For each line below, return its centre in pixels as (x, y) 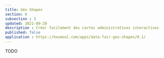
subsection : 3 (21, 19)
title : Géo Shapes (24, 10)
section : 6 (16, 14)
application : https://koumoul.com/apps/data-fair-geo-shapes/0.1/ (76, 37)
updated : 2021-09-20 (26, 23)
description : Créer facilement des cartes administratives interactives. (83, 28)
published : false (23, 32)
